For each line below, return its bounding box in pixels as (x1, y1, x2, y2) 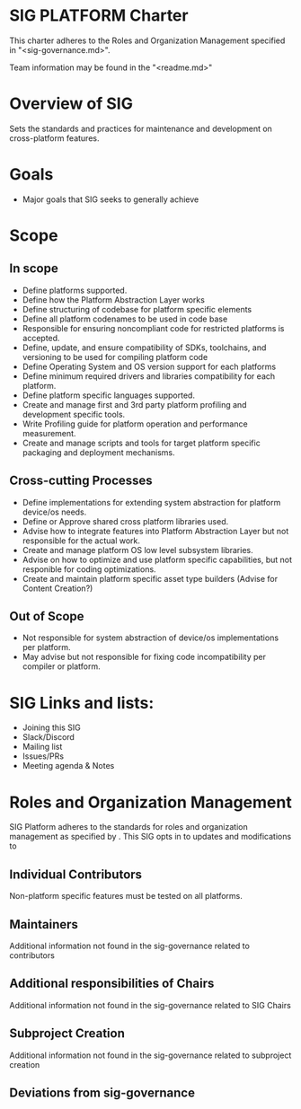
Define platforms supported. (22, 285, 128, 295)
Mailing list (22, 742, 63, 753)
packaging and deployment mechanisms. (22, 446, 175, 458)
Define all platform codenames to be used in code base (22, 313, 228, 324)
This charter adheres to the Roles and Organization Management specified (9, 35, 286, 46)
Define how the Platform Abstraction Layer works (22, 294, 205, 305)
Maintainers (9, 917, 79, 932)
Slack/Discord (22, 732, 75, 743)
